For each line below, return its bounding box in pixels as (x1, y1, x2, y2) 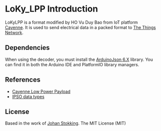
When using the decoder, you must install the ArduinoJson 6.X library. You (5, 57, 153, 62)
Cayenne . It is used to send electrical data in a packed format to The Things (5, 24, 156, 30)
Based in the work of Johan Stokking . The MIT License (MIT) (5, 120, 126, 126)
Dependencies (5, 44, 50, 52)
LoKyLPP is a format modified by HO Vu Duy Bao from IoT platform (5, 19, 138, 25)
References (5, 76, 41, 84)
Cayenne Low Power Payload (12, 88, 71, 94)
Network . (5, 29, 24, 35)
